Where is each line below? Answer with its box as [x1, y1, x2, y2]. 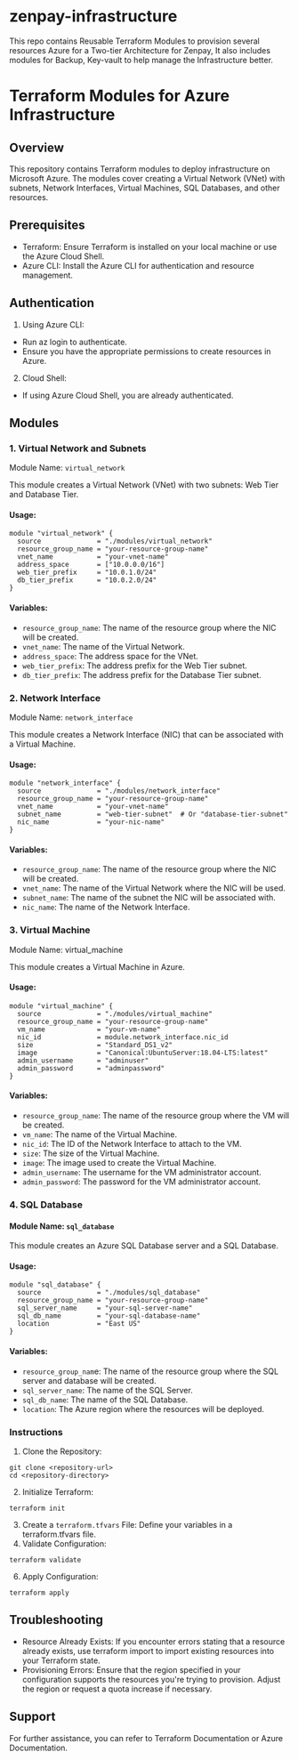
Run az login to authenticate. [21, 336, 127, 347]
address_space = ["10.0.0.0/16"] [17, 561, 165, 569]
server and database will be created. [21, 1375, 157, 1385]
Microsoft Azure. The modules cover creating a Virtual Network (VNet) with [9, 173, 286, 183]
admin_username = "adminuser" [17, 1056, 149, 1065]
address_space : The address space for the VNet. [21, 650, 198, 661]
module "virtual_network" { [9, 529, 114, 538]
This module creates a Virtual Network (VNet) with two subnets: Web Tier [9, 480, 278, 490]
